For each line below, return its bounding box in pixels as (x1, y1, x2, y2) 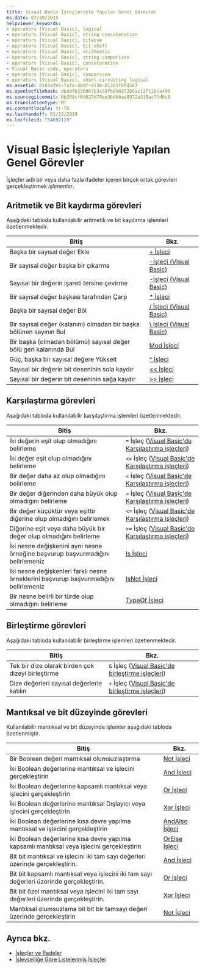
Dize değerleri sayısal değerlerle (9, 679, 103, 687)
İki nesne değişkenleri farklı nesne (9, 567, 107, 575)
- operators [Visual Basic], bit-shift (6, 43, 108, 49)
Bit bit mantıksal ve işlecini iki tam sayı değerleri (9, 852, 146, 860)
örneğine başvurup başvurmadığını (9, 549, 110, 558)
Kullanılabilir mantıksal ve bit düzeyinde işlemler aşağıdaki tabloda (6, 723, 172, 731)
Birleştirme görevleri (6, 620, 87, 631)
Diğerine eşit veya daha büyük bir (9, 524, 106, 532)
